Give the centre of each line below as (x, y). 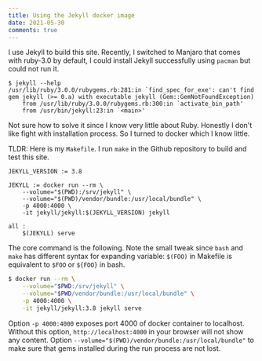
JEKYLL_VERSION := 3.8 (45, 172)
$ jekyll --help (35, 83)
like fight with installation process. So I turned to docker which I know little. (129, 133)
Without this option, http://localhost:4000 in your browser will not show (126, 331)
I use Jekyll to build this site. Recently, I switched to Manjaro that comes (124, 53)
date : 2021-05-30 (36, 23)
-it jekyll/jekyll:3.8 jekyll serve (82, 308)
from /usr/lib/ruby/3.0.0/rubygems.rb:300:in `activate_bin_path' (133, 104)
